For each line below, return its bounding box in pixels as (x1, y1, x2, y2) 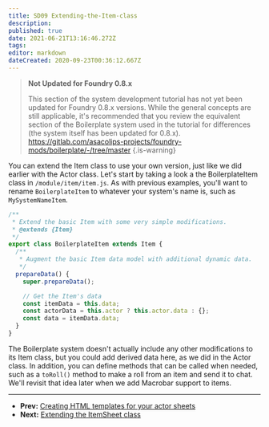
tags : (8, 42, 26, 50)
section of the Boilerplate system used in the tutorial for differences (27, 120, 251, 129)
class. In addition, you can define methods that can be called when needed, (8, 360, 259, 370)
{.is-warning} (132, 145, 176, 155)
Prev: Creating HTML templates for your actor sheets (19, 401, 196, 410)
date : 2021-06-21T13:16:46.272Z (8, 34, 116, 43)
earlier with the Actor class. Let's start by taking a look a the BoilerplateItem (8, 169, 259, 179)
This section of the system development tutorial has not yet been (27, 94, 243, 104)
